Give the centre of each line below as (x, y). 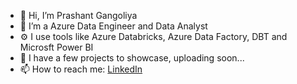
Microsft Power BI (56, 47)
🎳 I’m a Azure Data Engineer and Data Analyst (113, 26)
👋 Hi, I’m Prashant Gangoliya (78, 15)
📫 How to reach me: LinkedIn (81, 69)
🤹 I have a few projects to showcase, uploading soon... (132, 58)
